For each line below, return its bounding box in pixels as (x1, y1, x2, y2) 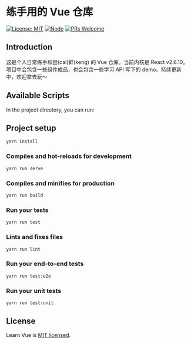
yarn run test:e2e (6, 273, 51, 279)
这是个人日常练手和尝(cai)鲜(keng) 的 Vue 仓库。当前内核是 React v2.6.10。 (6, 58, 189, 65)
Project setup (6, 123, 57, 133)
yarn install (6, 139, 38, 144)
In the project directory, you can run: (6, 106, 95, 113)
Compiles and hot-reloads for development (6, 152, 132, 160)
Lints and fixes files (6, 233, 63, 241)
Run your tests (6, 206, 49, 214)
